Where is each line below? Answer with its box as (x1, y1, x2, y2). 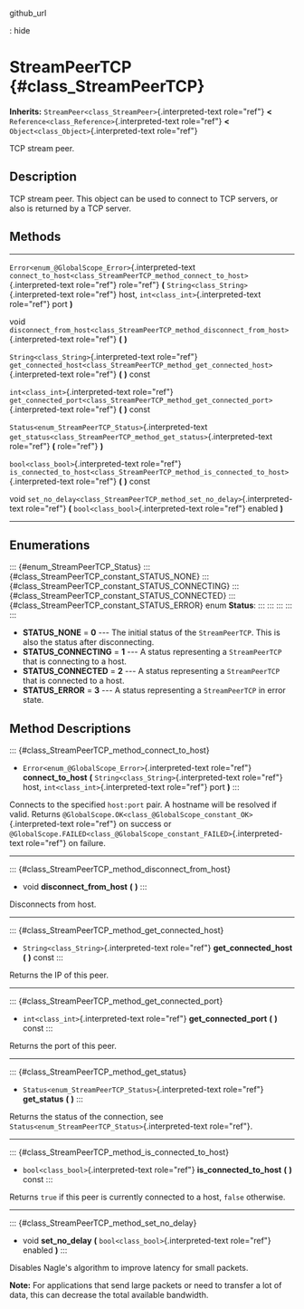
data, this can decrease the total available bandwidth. (9, 1290, 209, 1301)
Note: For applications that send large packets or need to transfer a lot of (9, 1280, 282, 1291)
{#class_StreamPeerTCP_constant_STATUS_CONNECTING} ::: (9, 581, 240, 592)
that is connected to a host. (22, 675, 125, 687)
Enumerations (9, 537, 90, 553)
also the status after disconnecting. (22, 637, 155, 648)
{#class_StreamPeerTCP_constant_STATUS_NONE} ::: (9, 571, 210, 582)
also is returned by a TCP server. (9, 203, 132, 214)
